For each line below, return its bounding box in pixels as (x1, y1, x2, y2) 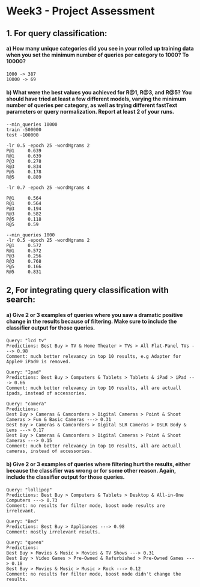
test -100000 (6, 132, 39, 138)
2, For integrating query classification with (6, 285, 169, 295)
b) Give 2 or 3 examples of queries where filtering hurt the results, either (6, 461, 191, 468)
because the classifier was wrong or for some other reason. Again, (6, 467, 176, 475)
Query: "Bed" (6, 518, 39, 524)
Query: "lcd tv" (6, 337, 47, 343)
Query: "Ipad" (6, 369, 42, 375)
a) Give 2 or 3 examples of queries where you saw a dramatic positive (6, 311, 183, 318)
